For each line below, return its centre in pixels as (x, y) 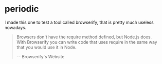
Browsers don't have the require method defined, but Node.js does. (84, 37)
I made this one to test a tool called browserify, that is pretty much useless (79, 22)
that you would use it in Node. (46, 47)
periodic (22, 9)
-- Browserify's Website (40, 56)
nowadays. (16, 27)
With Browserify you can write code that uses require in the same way (87, 42)
